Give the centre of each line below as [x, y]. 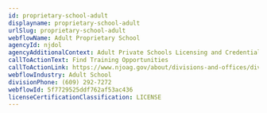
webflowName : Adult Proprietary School [74, 38]
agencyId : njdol [35, 45]
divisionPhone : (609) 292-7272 [60, 82]
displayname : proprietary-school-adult [74, 23]
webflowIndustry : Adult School [60, 75]
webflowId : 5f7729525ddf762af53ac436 [71, 90]
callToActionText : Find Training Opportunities [89, 60]
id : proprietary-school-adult [58, 16]
